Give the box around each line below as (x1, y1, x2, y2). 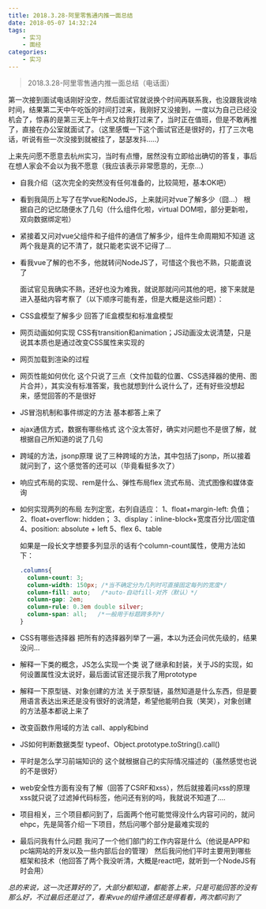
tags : (8, 26, 26, 34)
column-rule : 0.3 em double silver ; (27, 603, 144, 612)
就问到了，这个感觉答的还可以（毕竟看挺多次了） (19, 461, 179, 470)
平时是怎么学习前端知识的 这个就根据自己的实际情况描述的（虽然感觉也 (19, 756, 250, 765)
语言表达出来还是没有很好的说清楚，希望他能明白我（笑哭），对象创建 (26, 696, 252, 705)
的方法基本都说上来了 (19, 705, 89, 715)
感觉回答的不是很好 (33, 391, 96, 400)
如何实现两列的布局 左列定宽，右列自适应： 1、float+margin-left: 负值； (19, 504, 252, 514)
